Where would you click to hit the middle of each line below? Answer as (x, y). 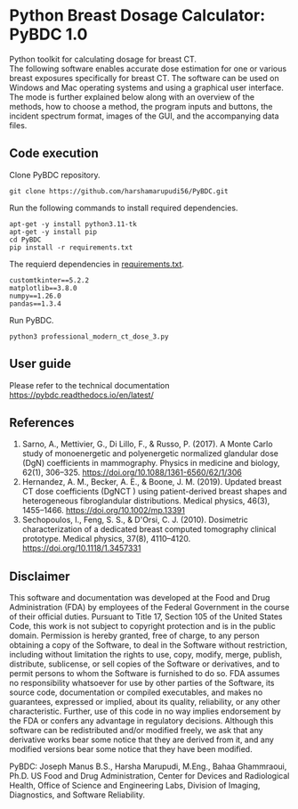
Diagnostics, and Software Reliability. (77, 795)
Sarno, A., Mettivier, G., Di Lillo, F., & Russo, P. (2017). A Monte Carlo (147, 444)
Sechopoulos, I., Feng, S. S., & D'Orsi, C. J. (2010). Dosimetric (135, 520)
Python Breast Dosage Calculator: (137, 16)
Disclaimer (40, 576)
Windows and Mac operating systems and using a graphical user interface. (147, 87)
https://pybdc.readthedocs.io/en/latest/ (81, 395)
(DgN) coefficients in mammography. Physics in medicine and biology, (151, 463)
